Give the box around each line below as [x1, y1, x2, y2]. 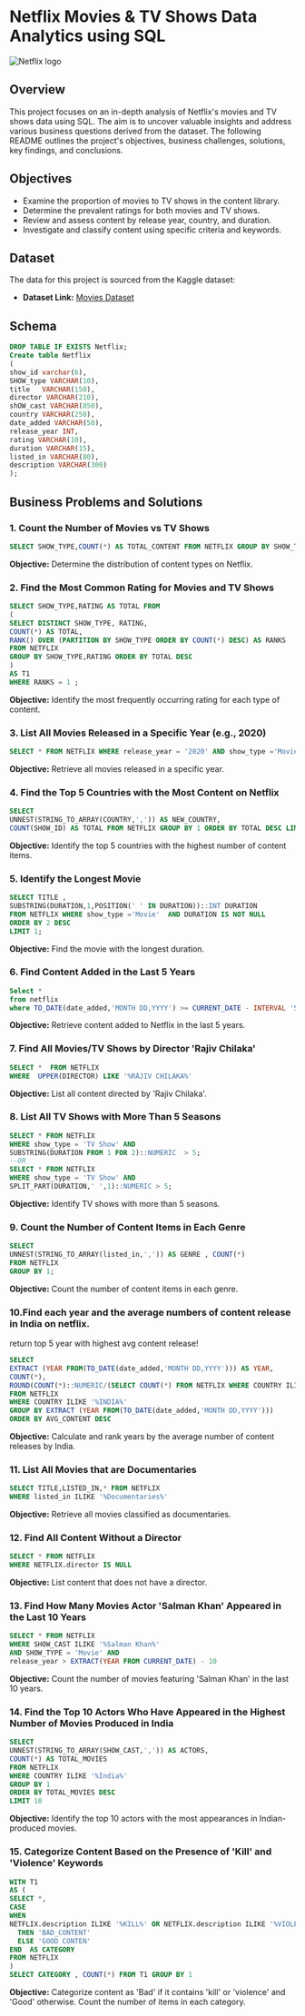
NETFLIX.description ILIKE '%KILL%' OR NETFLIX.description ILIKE [9, 1919, 266, 1929]
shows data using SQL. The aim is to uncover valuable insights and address [9, 115, 292, 126]
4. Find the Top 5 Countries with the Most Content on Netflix [9, 786, 280, 798]
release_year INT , [9, 427, 79, 436]
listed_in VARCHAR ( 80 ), [9, 452, 100, 461]
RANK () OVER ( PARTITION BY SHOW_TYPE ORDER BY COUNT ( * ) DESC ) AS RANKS [9, 636, 286, 645]
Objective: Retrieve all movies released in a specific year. [9, 763, 225, 774]
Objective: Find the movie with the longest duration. [9, 943, 205, 954]
